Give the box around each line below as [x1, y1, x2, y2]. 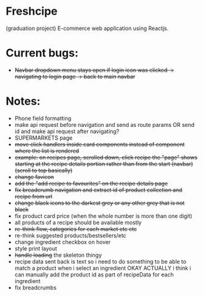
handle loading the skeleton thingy [14, 251, 102, 259]
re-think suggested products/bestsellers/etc [14, 232, 127, 239]
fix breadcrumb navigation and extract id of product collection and [14, 186, 183, 194]
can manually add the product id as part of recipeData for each [14, 271, 174, 278]
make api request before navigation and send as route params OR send [14, 121, 195, 128]
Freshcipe [6, 4, 58, 18]
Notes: [6, 94, 41, 108]
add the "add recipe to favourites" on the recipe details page [14, 180, 168, 187]
